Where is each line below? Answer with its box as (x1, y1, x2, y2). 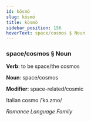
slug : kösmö (6, 14, 35, 20)
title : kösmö (6, 19, 38, 25)
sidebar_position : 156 (6, 25, 62, 31)
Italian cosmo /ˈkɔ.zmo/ (6, 97, 62, 104)
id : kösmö (6, 8, 31, 15)
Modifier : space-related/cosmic (6, 85, 84, 92)
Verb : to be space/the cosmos (6, 63, 80, 70)
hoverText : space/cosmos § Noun (6, 30, 85, 36)
